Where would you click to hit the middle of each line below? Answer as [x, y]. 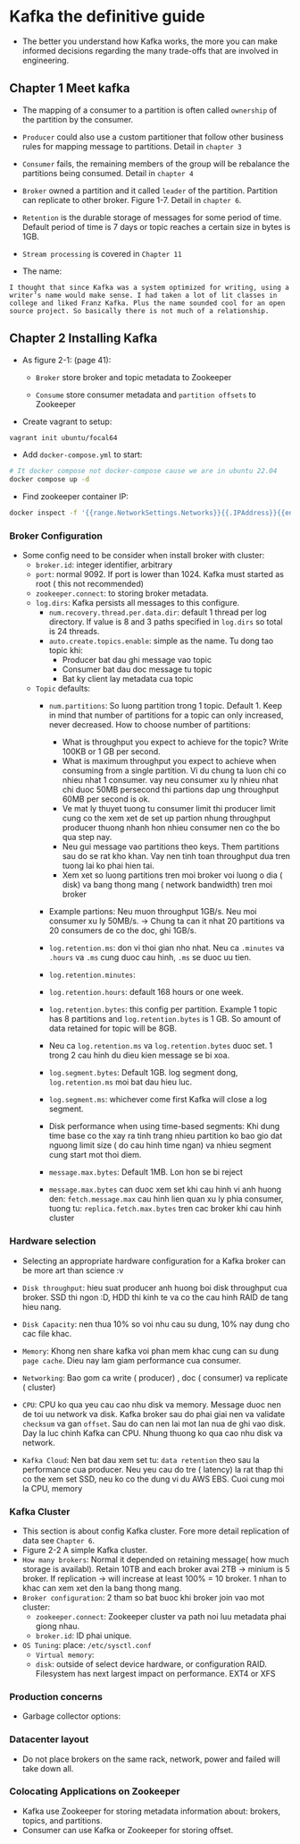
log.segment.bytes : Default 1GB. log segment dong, [143, 1073]
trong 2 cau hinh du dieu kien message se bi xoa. [139, 1055]
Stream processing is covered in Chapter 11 [102, 253]
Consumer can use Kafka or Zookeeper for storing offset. [128, 1830]
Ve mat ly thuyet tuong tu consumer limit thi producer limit [169, 809]
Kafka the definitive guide [107, 17]
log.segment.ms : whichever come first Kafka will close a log [158, 1100]
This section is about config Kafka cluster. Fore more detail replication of [156, 1531]
